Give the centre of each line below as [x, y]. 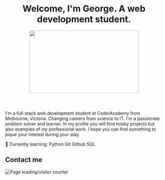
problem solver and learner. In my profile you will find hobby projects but [80, 123]
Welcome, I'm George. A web [84, 9]
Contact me [24, 160]
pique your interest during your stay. [42, 134]
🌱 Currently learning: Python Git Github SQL [50, 144]
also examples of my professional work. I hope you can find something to [81, 129]
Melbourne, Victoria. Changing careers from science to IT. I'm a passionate [82, 118]
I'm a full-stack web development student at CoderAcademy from [73, 113]
